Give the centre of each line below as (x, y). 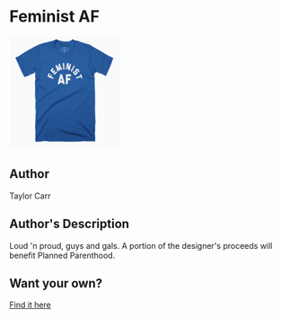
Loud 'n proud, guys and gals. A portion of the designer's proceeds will (141, 245)
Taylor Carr (30, 196)
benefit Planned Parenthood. (62, 255)
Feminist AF (55, 17)
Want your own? (56, 283)
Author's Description (70, 224)
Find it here (30, 305)
